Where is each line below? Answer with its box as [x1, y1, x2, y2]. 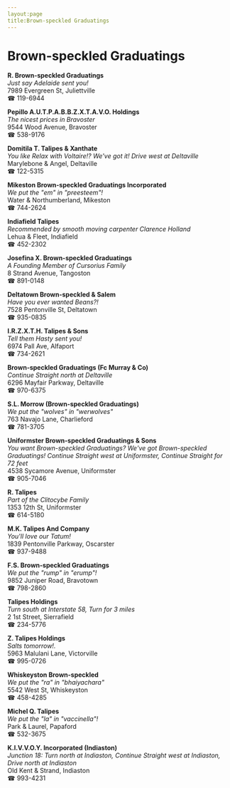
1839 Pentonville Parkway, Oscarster [7, 539, 115, 549]
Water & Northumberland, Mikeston [7, 196, 111, 204]
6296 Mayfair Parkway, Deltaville [7, 378, 104, 387]
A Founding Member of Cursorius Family [7, 261, 126, 270]
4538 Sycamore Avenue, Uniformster [7, 467, 116, 475]
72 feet [7, 459, 28, 467]
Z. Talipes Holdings [7, 634, 66, 643]
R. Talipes [7, 488, 37, 497]
